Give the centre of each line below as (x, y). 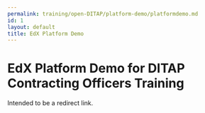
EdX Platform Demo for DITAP (96, 69)
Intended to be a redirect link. (50, 103)
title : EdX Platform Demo (45, 34)
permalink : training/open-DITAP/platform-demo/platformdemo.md (103, 14)
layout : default (31, 27)
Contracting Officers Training (96, 84)
